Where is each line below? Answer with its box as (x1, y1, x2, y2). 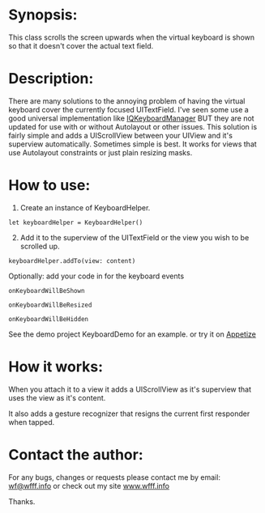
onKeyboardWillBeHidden (8, 315, 89, 323)
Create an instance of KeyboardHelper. (19, 202, 151, 212)
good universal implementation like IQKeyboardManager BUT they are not (8, 113, 254, 123)
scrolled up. (19, 241, 60, 251)
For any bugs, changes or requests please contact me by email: (8, 472, 221, 482)
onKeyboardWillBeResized (8, 301, 92, 309)
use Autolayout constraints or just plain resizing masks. (8, 147, 193, 157)
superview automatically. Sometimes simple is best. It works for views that (8, 139, 257, 149)
